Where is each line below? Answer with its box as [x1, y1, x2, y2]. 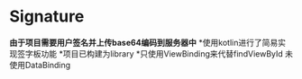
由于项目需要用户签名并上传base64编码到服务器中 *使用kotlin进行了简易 [9, 37, 279, 48]
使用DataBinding [9, 59, 71, 70]
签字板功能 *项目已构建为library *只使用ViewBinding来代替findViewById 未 [16, 48, 294, 59]
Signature [9, 6, 85, 27]
